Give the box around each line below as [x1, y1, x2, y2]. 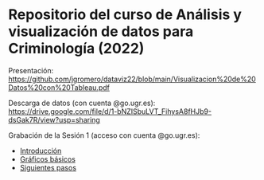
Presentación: [8, 65, 54, 75]
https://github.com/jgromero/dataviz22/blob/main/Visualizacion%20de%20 [8, 74, 256, 84]
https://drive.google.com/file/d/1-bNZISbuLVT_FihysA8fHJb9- [8, 106, 212, 116]
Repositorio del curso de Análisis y [8, 6, 243, 24]
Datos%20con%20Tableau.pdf [8, 82, 110, 92]
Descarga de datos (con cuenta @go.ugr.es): [8, 98, 156, 108]
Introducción [19, 146, 62, 155]
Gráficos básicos [19, 154, 76, 164]
